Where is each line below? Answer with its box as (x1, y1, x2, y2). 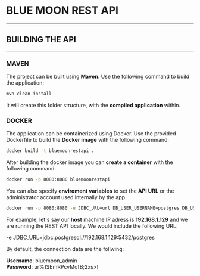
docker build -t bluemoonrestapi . (6, 148, 95, 154)
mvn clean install (6, 91, 52, 97)
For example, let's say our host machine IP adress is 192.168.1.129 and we (6, 216, 188, 223)
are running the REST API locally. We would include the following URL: (6, 222, 178, 230)
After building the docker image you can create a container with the (6, 159, 174, 166)
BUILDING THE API (6, 35, 76, 45)
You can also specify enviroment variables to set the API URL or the (6, 187, 174, 194)
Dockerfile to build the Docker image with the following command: (6, 137, 170, 144)
